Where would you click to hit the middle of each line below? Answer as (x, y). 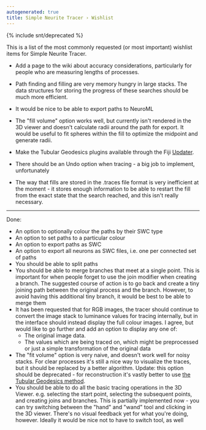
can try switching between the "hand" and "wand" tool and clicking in (103, 407)
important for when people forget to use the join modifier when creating (106, 277)
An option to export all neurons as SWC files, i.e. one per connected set (105, 251)
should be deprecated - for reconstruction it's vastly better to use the (103, 374)
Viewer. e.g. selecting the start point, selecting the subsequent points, (104, 394)
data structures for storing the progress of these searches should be (102, 90)
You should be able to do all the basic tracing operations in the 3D (98, 387)
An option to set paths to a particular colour (70, 238)
